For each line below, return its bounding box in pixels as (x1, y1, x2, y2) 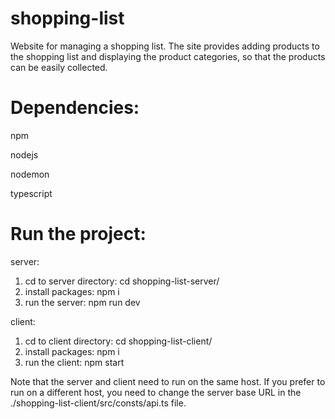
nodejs (10, 148, 39, 161)
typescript (10, 187, 53, 199)
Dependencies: (10, 97, 140, 119)
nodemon (10, 168, 50, 180)
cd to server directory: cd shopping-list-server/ (24, 275, 220, 287)
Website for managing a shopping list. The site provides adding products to (10, 40, 320, 52)
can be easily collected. (10, 61, 108, 73)
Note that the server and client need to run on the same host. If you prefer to (10, 375, 326, 387)
